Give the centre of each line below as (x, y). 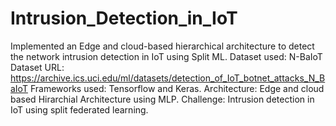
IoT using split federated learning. (79, 109)
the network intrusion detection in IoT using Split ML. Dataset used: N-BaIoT (166, 56)
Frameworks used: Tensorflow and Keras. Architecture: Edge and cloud (177, 88)
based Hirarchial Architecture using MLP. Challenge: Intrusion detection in (162, 99)
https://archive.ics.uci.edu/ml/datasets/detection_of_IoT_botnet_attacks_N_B (168, 78)
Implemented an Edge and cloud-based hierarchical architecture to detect (162, 46)
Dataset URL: (37, 67)
